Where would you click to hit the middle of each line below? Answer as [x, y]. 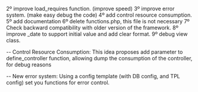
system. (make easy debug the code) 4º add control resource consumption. [99, 15]
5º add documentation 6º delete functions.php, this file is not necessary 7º [98, 21]
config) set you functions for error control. [58, 82]
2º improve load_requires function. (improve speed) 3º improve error [90, 9]
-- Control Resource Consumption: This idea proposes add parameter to [95, 52]
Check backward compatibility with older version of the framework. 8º [92, 27]
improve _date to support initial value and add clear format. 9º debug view [97, 34]
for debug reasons [29, 65]
